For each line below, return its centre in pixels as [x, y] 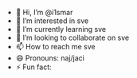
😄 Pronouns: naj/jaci [50, 58]
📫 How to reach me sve [55, 47]
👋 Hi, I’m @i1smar [44, 12]
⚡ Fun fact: [33, 67]
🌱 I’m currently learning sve [61, 29]
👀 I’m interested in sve [52, 21]
